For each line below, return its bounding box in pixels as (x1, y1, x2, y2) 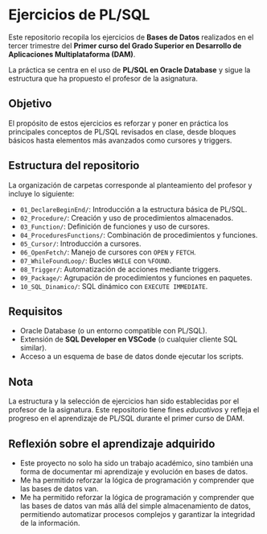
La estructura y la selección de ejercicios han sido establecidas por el (8, 396, 240, 406)
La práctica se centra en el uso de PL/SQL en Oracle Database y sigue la (8, 64, 251, 74)
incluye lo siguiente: (8, 188, 75, 198)
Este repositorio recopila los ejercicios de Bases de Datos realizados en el (8, 32, 254, 42)
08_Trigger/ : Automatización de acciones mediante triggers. (19, 264, 221, 274)
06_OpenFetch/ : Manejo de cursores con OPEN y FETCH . (19, 247, 196, 257)
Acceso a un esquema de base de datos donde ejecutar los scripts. (19, 352, 244, 362)
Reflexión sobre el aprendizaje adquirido (8, 437, 216, 450)
